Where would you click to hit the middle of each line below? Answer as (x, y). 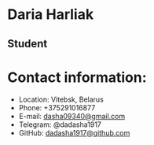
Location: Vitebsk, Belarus (61, 99)
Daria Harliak (51, 15)
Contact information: (77, 77)
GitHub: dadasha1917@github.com (74, 132)
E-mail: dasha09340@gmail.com (72, 116)
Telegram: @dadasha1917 (60, 125)
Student (27, 44)
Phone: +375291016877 (57, 107)
